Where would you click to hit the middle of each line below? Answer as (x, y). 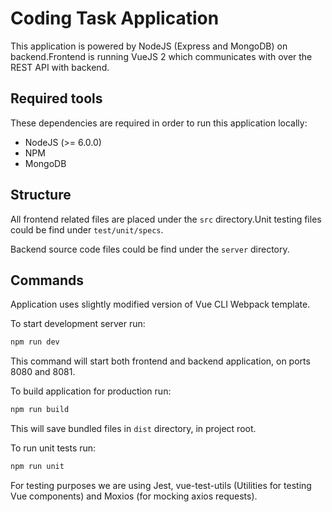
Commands (47, 280)
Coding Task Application (115, 18)
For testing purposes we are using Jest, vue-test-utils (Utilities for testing (161, 485)
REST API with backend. (60, 67)
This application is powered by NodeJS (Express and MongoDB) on (149, 46)
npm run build (40, 410)
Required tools (56, 98)
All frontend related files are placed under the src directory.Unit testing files (166, 219)
